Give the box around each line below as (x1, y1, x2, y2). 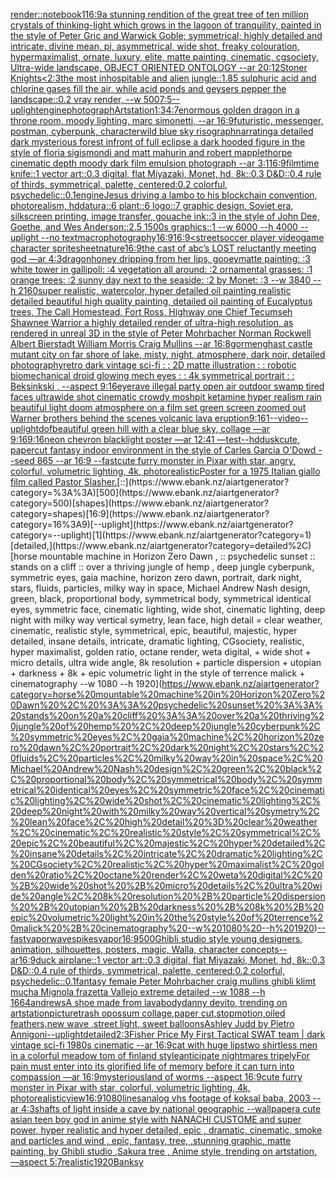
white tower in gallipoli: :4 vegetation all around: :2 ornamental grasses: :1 (10, 264, 313, 275)
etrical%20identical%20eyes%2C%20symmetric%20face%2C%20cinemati (10, 784, 325, 796)
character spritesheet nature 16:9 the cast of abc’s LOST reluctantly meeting (10, 242, 317, 254)
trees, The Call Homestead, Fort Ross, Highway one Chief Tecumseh (10, 306, 293, 318)
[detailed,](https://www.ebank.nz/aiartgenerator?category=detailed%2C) (10, 540, 312, 551)
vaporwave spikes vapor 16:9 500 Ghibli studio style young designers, (26, 933, 303, 944)
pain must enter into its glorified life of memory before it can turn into (10, 1060, 295, 1072)
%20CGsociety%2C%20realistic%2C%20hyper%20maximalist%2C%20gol (10, 859, 325, 870)
